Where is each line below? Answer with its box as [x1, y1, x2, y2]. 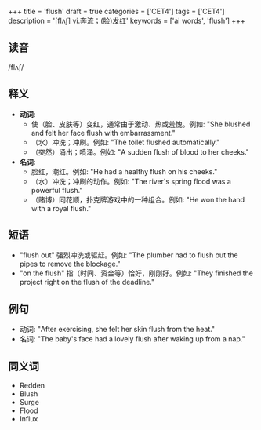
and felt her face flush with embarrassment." [31, 128, 176, 137]
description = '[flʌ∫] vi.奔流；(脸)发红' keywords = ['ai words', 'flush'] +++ [8, 16, 245, 25]
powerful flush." [31, 185, 83, 195]
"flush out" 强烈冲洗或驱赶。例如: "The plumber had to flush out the [19, 250, 238, 260]
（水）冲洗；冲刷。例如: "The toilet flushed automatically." [31, 137, 220, 147]
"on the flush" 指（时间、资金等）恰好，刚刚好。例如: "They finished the [19, 268, 253, 278]
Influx [19, 414, 38, 424]
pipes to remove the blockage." [19, 259, 121, 269]
